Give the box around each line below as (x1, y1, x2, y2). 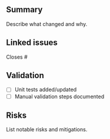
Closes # (6, 53, 28, 60)
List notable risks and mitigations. (6, 126, 88, 133)
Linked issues (6, 38, 58, 48)
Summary (6, 5, 43, 15)
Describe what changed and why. (6, 20, 88, 27)
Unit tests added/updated (14, 86, 77, 93)
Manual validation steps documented (14, 93, 105, 100)
